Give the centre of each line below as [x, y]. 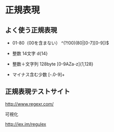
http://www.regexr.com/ [29, 104]
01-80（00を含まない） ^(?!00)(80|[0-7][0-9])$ [61, 43]
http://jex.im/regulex [26, 124]
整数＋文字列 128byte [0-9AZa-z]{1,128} [53, 64]
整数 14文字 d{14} [30, 53]
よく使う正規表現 [31, 30]
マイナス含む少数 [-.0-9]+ [38, 74]
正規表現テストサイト [38, 92]
